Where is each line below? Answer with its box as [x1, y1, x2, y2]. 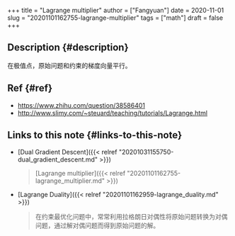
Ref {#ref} [7, 82, 53, 94]
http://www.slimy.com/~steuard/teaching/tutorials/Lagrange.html [17, 108, 207, 117]
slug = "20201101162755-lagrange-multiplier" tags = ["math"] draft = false [7, 13, 224, 22]
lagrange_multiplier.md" [35, 176, 105, 185]
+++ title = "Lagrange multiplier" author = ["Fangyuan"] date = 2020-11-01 [7, 6, 224, 14]
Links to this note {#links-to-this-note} [7, 129, 183, 141]
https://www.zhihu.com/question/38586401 [17, 101, 145, 109]
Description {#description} [7, 42, 129, 54]
